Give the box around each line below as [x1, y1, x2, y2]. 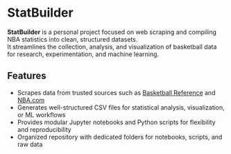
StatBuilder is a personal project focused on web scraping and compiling [7, 28, 217, 36]
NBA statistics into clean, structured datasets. [7, 35, 138, 43]
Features [7, 70, 46, 82]
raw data [17, 140, 43, 148]
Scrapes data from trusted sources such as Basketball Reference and [17, 88, 216, 96]
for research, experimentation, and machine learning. [7, 50, 160, 58]
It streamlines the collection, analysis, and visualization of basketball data [7, 42, 217, 51]
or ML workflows [17, 110, 66, 119]
